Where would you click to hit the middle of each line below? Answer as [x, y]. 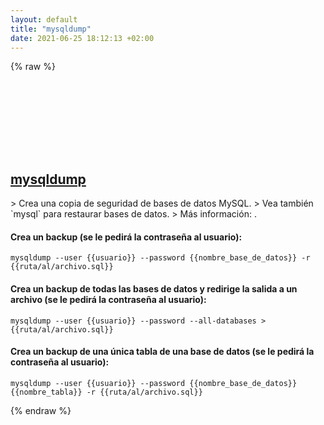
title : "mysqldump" [51, 29]
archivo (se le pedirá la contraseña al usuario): [108, 299]
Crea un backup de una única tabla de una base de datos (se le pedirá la [162, 352]
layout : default [44, 19]
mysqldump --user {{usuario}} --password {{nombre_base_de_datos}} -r [160, 258]
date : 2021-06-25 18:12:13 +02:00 [82, 38]
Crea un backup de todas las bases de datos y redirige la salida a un [154, 288]
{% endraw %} [41, 410]
